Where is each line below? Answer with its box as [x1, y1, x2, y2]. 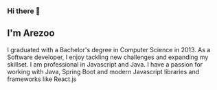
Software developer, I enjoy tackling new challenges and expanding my [7, 53, 209, 61]
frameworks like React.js [7, 75, 77, 83]
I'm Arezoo [7, 27, 55, 39]
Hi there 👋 [7, 6, 41, 16]
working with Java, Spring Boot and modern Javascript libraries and [7, 67, 200, 76]
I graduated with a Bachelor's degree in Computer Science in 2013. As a [7, 45, 211, 54]
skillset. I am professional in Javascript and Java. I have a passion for [7, 60, 203, 68]
